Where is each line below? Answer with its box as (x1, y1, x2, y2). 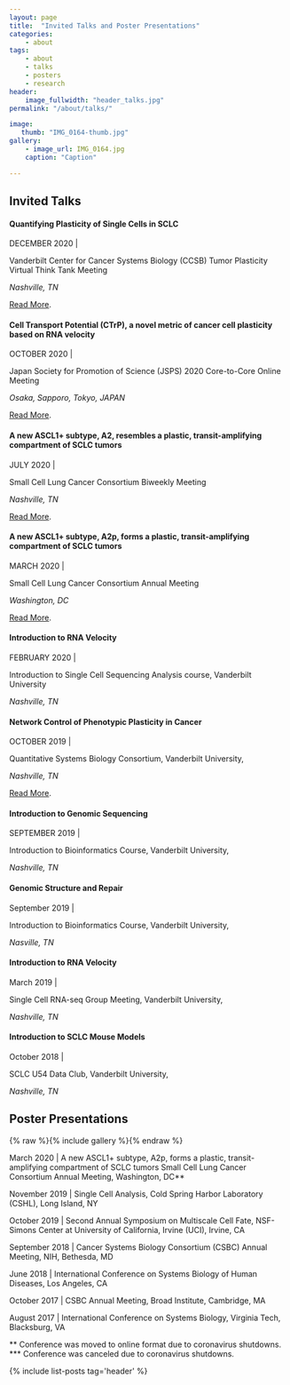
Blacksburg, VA (9, 1321, 66, 1333)
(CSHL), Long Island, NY (9, 1198, 99, 1208)
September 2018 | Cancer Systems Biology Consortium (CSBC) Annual (9, 1241, 268, 1253)
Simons (9, 1224, 37, 1235)
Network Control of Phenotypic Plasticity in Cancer (9, 716, 202, 727)
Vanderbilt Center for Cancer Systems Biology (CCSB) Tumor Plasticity (9, 255, 269, 267)
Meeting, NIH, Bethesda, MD (9, 1251, 114, 1262)
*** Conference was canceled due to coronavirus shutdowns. (9, 1348, 235, 1359)
